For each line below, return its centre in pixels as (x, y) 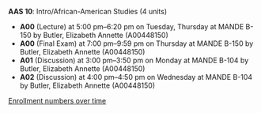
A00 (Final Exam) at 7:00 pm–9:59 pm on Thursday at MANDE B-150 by (136, 43)
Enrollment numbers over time (57, 101)
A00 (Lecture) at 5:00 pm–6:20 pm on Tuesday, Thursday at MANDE (132, 26)
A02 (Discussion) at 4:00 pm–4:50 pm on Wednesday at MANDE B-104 (136, 77)
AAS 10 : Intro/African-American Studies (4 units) (88, 11)
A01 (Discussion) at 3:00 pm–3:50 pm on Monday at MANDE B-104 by (134, 60)
